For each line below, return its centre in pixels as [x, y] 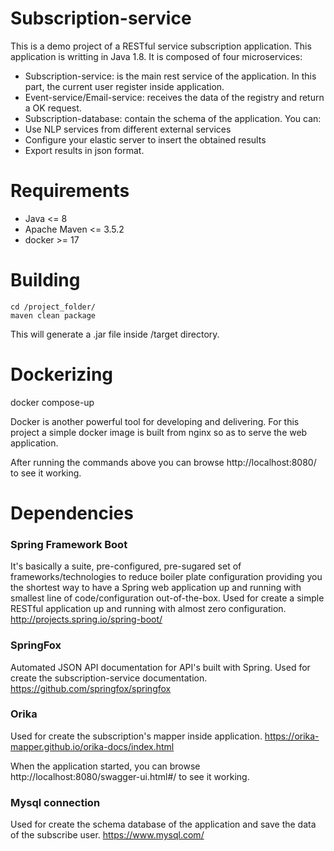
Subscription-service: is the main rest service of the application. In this [170, 76]
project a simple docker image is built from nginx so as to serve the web [159, 432]
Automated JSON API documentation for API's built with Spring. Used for [160, 667]
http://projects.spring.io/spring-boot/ [86, 619]
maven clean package [53, 315]
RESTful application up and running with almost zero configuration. [148, 609]
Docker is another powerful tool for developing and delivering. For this [155, 421]
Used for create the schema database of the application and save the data [163, 824]
